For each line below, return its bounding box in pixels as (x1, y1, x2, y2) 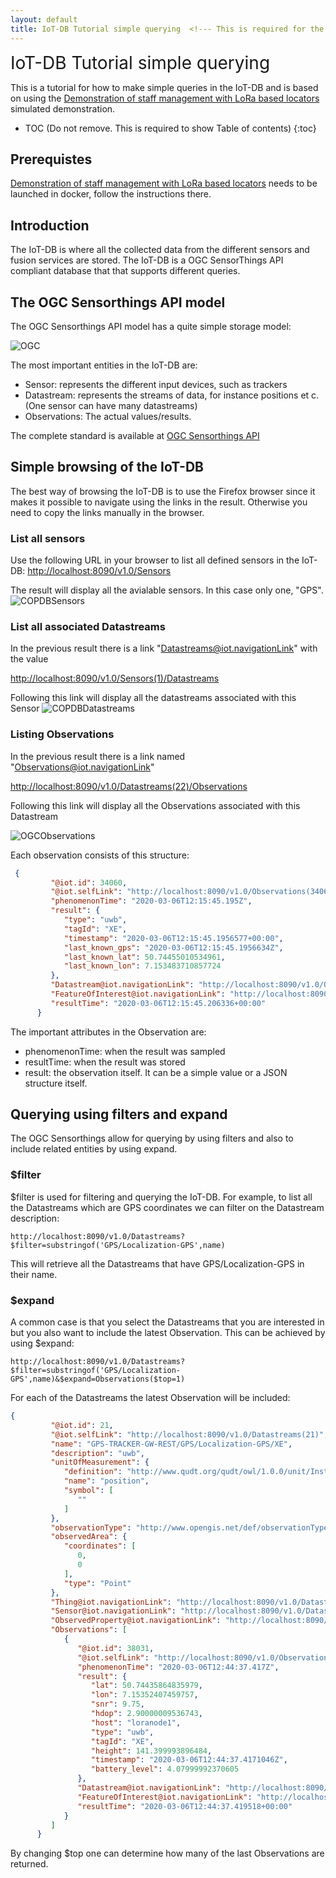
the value (10, 653, 49, 665)
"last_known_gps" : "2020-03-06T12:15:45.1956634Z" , (63, 942, 284, 953)
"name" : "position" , (63, 1476, 150, 1486)
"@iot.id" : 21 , (50, 1420, 114, 1430)
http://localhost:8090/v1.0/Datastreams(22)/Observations (10, 780, 248, 792)
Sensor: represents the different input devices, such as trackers (24, 378, 288, 390)
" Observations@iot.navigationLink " (10, 761, 155, 773)
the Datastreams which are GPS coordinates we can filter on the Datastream (10, 1201, 325, 1213)
